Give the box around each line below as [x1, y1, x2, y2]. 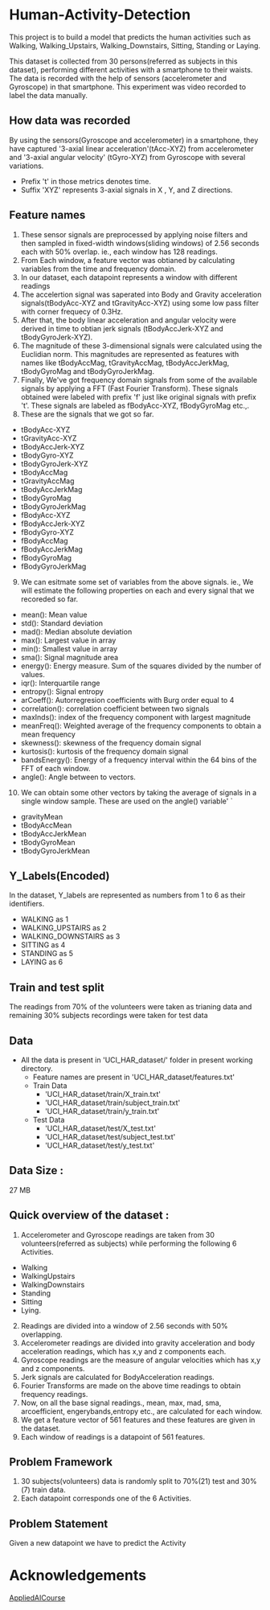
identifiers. [9, 899, 45, 909]
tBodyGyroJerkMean [20, 846, 91, 856]
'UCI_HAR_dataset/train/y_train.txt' [44, 1107, 160, 1115]
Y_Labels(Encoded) [9, 869, 110, 882]
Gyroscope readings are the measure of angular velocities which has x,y [20, 1355, 261, 1365]
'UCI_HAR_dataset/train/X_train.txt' [44, 1090, 162, 1099]
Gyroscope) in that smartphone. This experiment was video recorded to [9, 82, 247, 92]
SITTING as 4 [20, 940, 66, 950]
